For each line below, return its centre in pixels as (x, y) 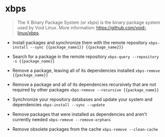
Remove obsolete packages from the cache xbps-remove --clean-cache (85, 129)
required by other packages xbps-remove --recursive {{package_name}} (86, 89)
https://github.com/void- (121, 27)
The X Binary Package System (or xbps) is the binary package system (88, 22)
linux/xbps (28, 33)
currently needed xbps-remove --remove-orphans (62, 119)
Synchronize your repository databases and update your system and (82, 99)
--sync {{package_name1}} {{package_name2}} (77, 47)
